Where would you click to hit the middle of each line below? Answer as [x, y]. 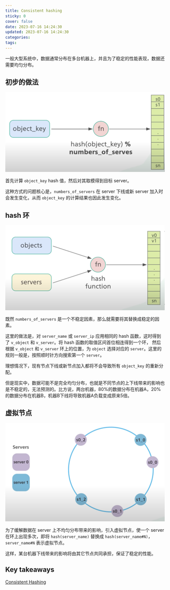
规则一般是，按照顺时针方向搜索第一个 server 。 [55, 355]
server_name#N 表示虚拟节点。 [36, 542]
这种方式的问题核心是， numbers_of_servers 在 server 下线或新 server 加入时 [84, 191]
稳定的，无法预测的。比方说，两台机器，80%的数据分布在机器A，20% [88, 389]
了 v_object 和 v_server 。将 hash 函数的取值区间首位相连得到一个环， [78, 342]
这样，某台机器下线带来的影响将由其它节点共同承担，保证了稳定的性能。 [80, 553]
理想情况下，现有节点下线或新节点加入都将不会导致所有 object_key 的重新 [82, 366]
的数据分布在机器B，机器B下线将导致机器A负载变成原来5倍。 [69, 396]
